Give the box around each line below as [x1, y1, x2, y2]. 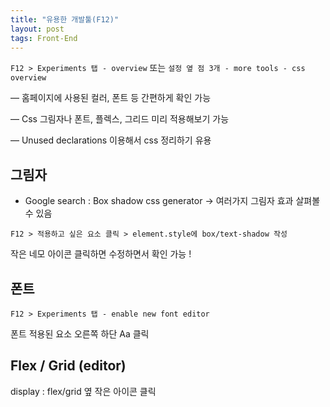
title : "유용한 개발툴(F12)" [10, 14, 120, 25]
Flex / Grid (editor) [10, 357, 127, 375]
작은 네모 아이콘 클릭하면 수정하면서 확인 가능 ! [10, 248, 192, 260]
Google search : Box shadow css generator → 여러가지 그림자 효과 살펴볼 [24, 195, 321, 207]
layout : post [10, 24, 65, 34]
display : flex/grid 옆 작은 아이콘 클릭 [10, 385, 157, 397]
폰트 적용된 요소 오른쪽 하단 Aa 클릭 [10, 328, 150, 340]
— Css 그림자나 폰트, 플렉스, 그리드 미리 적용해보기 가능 [10, 113, 230, 125]
